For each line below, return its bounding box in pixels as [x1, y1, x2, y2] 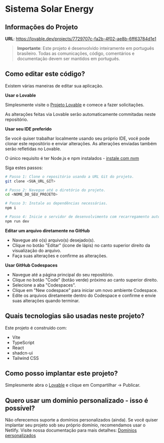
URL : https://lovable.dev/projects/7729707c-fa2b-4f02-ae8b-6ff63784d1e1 [5, 36, 157, 42]
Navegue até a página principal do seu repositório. [12, 271, 114, 277]
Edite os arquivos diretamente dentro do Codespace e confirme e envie [12, 292, 156, 298]
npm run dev [5, 219, 29, 223]
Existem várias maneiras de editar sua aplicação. [5, 83, 103, 89]
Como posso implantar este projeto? [5, 369, 118, 377]
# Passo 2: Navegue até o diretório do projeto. [5, 187, 106, 193]
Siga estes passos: [5, 165, 43, 171]
